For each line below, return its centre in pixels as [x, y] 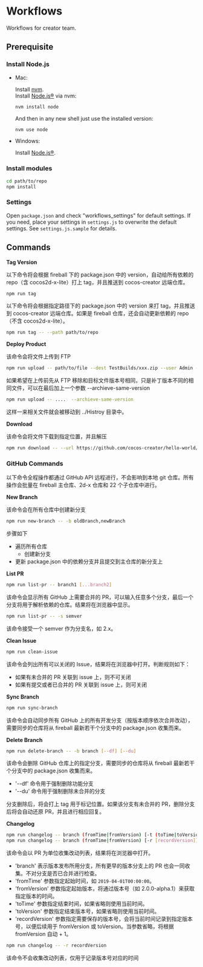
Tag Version [22, 262]
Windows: [27, 141]
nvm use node [31, 129]
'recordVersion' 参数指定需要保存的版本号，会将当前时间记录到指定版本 [104, 919]
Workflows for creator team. [41, 28]
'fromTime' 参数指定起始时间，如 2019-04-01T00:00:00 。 [85, 881]
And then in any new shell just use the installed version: [84, 118]
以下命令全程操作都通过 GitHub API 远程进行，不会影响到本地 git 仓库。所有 [100, 478]
